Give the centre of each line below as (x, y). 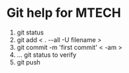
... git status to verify (46, 55)
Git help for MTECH (64, 13)
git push (28, 62)
